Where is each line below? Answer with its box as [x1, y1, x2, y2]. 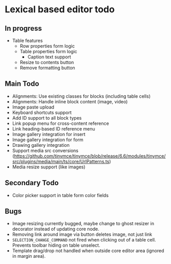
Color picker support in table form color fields [12, 192, 109, 198]
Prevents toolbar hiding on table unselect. [12, 242, 100, 249]
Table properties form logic [19, 49, 77, 54]
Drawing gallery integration [12, 142, 70, 148]
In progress [5, 24, 42, 33]
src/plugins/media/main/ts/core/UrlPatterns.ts [12, 158, 110, 164]
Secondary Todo [5, 179, 59, 187]
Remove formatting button [19, 65, 75, 71]
